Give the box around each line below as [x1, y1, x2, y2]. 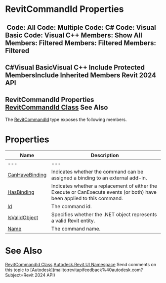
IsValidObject [7, 214, 39, 221]
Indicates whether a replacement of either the [51, 182, 157, 189]
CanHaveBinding [7, 171, 47, 178]
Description [90, 152, 119, 159]
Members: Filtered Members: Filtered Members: [5, 39, 157, 47]
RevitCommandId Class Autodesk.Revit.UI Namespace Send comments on [5, 261, 157, 267]
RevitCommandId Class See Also [5, 103, 108, 112]
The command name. [51, 225, 101, 232]
